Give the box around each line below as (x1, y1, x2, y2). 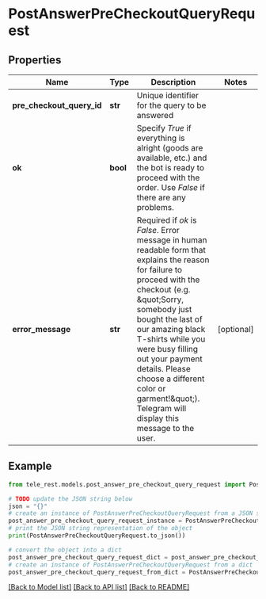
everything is (136, 132, 185, 143)
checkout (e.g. (136, 284, 191, 295)
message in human (136, 235, 207, 246)
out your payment (136, 353, 203, 364)
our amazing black (136, 324, 206, 334)
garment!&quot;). (136, 393, 200, 404)
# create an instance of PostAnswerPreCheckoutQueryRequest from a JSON (8, 509, 253, 517)
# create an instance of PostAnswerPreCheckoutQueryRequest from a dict (8, 560, 253, 569)
